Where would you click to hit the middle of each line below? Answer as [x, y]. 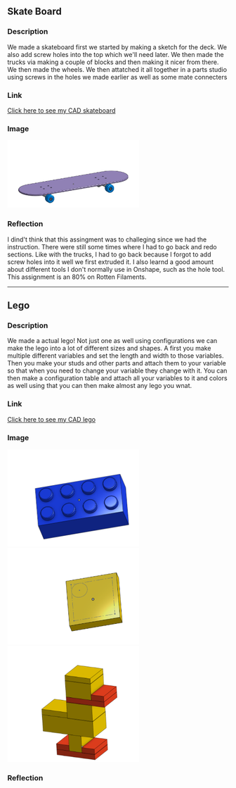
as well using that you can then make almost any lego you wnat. [100, 386]
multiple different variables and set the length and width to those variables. [116, 356]
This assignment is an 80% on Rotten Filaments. [77, 277]
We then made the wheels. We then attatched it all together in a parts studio [117, 69]
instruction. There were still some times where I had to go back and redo [112, 246]
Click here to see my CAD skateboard [61, 110]
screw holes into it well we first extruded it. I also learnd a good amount [111, 262]
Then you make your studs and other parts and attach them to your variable [117, 363]
